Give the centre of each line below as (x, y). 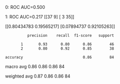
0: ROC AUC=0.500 (25, 7)
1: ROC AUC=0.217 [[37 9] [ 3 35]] (40, 17)
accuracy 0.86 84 (60, 57)
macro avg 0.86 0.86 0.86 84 (35, 66)
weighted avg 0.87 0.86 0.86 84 (38, 76)
